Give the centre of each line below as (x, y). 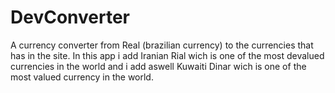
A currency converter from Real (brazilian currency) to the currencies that (162, 45)
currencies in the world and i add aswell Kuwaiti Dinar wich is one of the (158, 66)
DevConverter (70, 17)
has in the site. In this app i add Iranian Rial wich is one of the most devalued (167, 55)
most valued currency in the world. (82, 77)
